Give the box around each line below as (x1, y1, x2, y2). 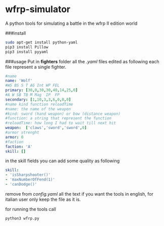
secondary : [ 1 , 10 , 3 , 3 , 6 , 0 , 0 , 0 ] (5, 97, 71, 102)
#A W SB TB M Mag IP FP (5, 93, 60, 98)
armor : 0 (5, 134, 24, 140)
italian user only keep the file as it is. (5, 196, 81, 202)
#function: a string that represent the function (5, 116, 112, 121)
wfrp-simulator (5, 4, 71, 15)
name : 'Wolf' (5, 78, 33, 83)
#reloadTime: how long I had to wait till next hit (5, 120, 116, 126)
